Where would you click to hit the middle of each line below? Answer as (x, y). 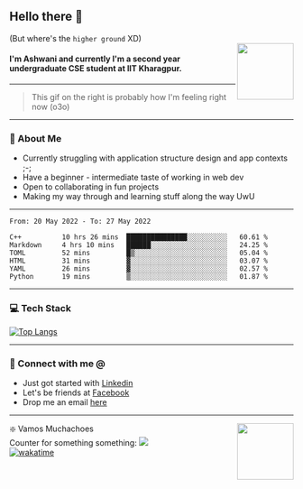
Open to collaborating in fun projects (91, 187)
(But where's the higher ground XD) (76, 38)
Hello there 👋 (46, 17)
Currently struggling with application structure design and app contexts (155, 158)
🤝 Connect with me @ (57, 364)
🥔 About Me (36, 138)
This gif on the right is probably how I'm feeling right (129, 97)
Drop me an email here (64, 401)
